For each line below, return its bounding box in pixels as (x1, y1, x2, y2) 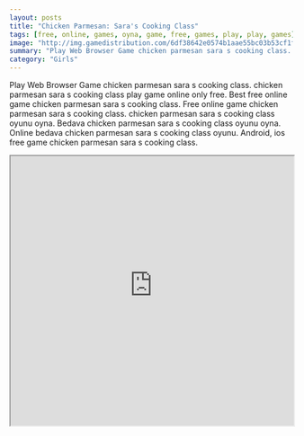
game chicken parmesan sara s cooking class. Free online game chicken (9, 99, 279, 109)
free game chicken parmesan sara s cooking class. (9, 137, 199, 147)
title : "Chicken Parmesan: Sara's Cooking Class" (9, 22, 200, 31)
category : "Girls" (9, 55, 78, 64)
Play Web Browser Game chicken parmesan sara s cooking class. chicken (9, 80, 283, 90)
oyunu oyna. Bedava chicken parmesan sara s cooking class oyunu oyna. (9, 118, 282, 129)
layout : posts (9, 13, 63, 22)
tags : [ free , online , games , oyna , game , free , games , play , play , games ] (9, 30, 296, 39)
